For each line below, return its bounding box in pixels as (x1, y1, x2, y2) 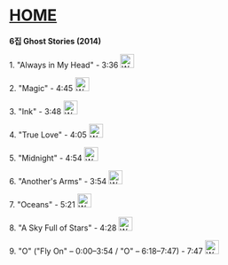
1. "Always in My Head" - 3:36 (9, 59, 119, 70)
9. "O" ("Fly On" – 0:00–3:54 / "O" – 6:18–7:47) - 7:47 (9, 246, 204, 256)
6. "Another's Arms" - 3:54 (9, 175, 107, 186)
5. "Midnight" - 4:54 (9, 152, 83, 163)
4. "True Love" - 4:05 (9, 129, 87, 140)
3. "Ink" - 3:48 (9, 105, 62, 116)
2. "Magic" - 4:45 (9, 82, 74, 93)
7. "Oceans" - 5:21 (9, 199, 75, 209)
